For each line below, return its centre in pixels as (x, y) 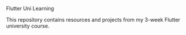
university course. (28, 26)
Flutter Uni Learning (30, 8)
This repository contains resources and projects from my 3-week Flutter (93, 20)
